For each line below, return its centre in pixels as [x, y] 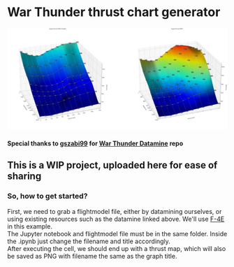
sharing [24, 176]
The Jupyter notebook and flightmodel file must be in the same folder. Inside [117, 233]
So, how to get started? [47, 196]
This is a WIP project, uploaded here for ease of [112, 165]
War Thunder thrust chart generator [114, 12]
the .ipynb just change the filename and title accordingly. [89, 241]
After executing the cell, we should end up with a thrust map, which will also [117, 248]
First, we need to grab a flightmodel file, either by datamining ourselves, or [115, 211]
